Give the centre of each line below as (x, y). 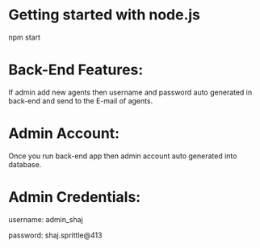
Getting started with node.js (104, 15)
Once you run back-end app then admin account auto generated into (123, 156)
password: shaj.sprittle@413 (55, 235)
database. (25, 164)
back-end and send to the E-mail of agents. (81, 101)
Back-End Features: (76, 70)
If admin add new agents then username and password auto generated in (130, 92)
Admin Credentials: (75, 197)
